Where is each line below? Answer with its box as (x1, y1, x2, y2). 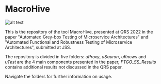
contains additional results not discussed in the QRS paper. (5, 64, 123, 70)
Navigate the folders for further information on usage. (5, 73, 113, 79)
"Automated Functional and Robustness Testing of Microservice (5, 39, 132, 45)
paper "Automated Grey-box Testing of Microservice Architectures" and (5, 34, 149, 40)
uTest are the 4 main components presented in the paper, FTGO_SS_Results (5, 59, 156, 65)
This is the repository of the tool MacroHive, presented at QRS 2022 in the (5, 29, 154, 34)
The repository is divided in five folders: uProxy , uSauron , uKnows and (5, 53, 146, 59)
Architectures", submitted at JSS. (5, 44, 71, 50)
